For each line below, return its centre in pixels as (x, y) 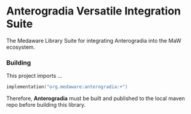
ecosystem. (21, 47)
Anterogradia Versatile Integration (94, 11)
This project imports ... (34, 76)
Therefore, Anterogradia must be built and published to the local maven (96, 98)
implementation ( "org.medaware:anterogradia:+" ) (67, 87)
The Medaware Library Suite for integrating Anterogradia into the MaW (94, 40)
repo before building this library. (46, 105)
